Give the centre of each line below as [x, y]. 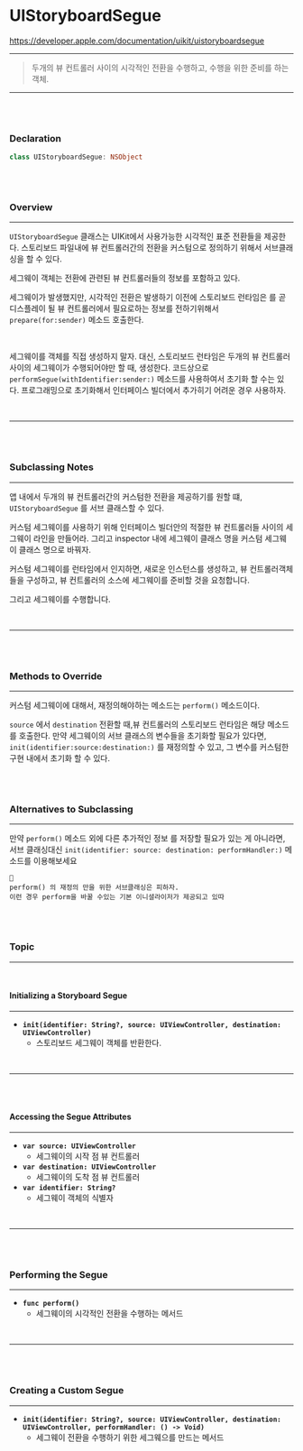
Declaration [35, 138]
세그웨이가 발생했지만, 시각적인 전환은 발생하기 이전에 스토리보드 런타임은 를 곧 [148, 298]
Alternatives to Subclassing [71, 809]
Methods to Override [56, 675]
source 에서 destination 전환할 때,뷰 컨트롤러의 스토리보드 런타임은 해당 [138, 724]
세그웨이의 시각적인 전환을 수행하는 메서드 [110, 1314]
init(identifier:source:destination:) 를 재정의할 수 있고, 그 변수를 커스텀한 [149, 747]
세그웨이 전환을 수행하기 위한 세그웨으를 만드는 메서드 [130, 1437]
